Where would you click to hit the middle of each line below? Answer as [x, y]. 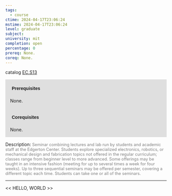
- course [19, 15]
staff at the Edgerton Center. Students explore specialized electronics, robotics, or [84, 150]
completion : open [24, 44]
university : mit [23, 39]
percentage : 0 [20, 48]
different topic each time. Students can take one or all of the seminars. [73, 174]
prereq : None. [20, 53]
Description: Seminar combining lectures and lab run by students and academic [83, 145]
